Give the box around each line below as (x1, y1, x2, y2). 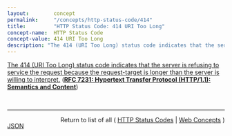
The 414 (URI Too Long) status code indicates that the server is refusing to (7, 61, 220, 69)
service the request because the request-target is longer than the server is (7, 68, 220, 76)
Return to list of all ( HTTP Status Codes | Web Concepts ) (60, 116, 225, 124)
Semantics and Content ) (7, 83, 79, 91)
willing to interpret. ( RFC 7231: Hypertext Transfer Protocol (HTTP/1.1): (7, 76, 211, 83)
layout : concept (7, 10, 76, 17)
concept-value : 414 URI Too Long (7, 36, 104, 43)
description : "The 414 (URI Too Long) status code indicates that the (7, 42, 215, 49)
